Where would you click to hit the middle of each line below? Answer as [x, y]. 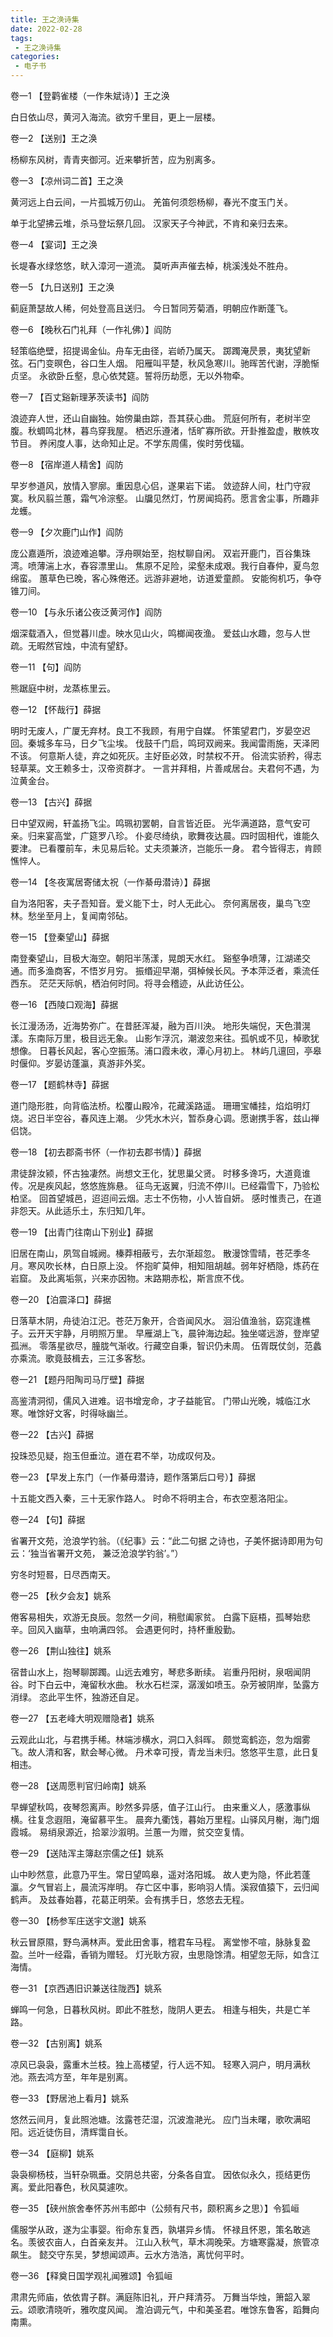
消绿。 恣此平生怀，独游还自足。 [77, 1697]
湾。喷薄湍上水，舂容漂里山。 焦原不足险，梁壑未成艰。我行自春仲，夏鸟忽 [165, 565]
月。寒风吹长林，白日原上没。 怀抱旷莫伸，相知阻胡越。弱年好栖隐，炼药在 [165, 1265]
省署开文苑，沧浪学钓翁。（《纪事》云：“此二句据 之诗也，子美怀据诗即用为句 [167, 1540]
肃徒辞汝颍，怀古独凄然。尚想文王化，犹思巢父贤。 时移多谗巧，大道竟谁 [160, 1173]
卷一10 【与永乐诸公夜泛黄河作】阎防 [86, 612]
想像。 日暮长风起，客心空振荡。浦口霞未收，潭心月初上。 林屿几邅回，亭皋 [166, 1050]
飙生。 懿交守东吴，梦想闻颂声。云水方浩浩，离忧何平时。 [130, 2254]
